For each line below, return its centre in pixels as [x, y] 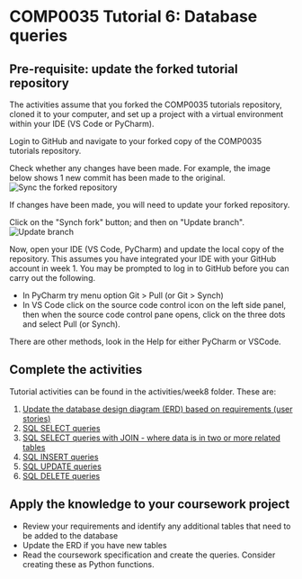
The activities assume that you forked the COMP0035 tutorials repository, [146, 104]
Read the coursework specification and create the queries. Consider [149, 555]
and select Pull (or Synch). [71, 324]
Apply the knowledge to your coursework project [150, 505]
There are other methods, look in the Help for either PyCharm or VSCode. [145, 341]
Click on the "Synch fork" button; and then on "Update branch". [127, 222]
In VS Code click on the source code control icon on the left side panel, [154, 305]
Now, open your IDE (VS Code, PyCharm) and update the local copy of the [147, 249]
